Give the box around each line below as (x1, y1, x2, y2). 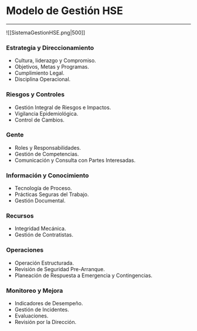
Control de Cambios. (14, 116, 64, 123)
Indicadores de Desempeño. (14, 300, 83, 307)
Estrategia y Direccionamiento (6, 43, 94, 52)
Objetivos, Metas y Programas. (14, 63, 90, 70)
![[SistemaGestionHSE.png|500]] (6, 29, 86, 36)
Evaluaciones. (14, 312, 49, 319)
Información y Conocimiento (6, 171, 89, 180)
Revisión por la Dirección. (14, 319, 77, 326)
